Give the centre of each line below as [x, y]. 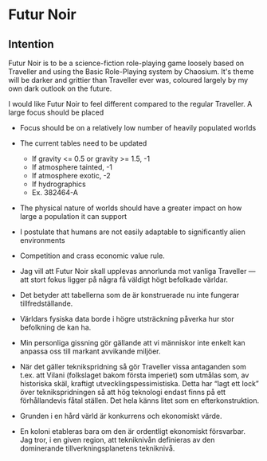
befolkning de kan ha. [55, 327]
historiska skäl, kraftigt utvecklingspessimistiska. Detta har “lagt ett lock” [139, 383]
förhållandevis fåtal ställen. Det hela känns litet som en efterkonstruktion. [139, 400]
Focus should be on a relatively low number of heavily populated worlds [138, 128]
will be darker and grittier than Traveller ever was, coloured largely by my [128, 80]
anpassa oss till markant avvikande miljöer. [90, 351]
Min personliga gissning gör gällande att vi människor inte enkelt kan [132, 343]
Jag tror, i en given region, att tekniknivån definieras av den [117, 440]
